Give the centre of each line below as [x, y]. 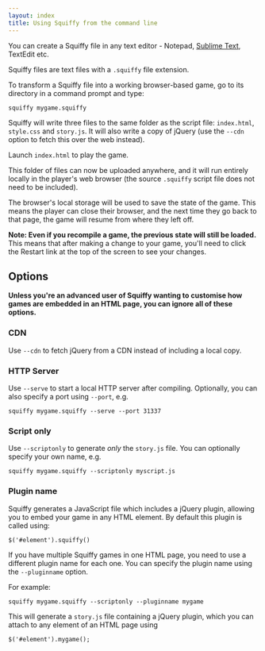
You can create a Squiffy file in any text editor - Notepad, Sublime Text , [125, 45]
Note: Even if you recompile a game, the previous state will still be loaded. [132, 234]
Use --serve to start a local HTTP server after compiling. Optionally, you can [133, 388]
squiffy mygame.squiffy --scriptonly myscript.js [92, 472]
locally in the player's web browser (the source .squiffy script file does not [132, 179]
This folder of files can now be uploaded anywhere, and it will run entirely [128, 170]
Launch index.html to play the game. [69, 155]
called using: [29, 526]
